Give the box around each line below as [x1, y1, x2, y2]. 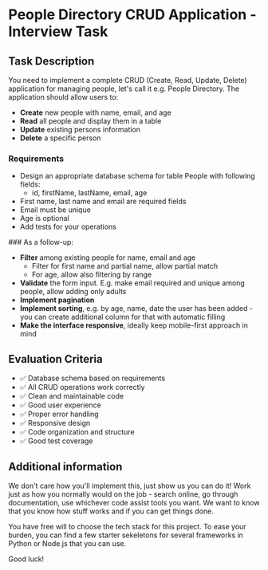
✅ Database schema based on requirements [19, 373, 166, 383]
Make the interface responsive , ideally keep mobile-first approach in [19, 320, 249, 330]
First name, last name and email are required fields [19, 197, 187, 206]
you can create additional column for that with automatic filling [19, 313, 226, 322]
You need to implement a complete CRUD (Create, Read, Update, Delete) [8, 76, 247, 85]
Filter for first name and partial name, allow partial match [31, 261, 218, 271]
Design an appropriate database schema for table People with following [19, 171, 255, 181]
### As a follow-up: [8, 238, 74, 247]
